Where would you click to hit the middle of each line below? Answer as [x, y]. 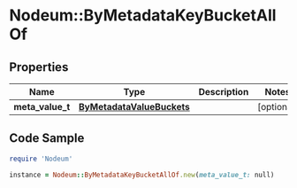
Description [224, 92]
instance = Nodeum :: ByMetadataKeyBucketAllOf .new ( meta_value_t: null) [142, 175]
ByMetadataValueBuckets [134, 107]
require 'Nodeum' [41, 159]
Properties [39, 67]
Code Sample [47, 138]
